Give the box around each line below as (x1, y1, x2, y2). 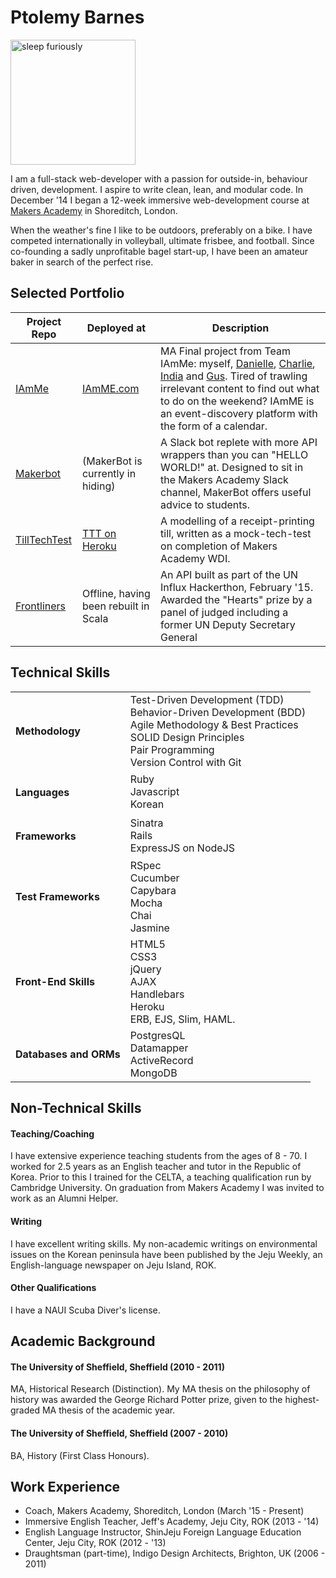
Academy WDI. (160, 551, 231, 565)
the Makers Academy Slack (160, 472, 289, 486)
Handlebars (129, 987, 185, 1001)
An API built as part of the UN (160, 567, 299, 581)
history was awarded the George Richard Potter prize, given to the (10, 1394, 283, 1406)
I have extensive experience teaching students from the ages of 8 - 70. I (10, 1150, 308, 1162)
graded (10, 1404, 41, 1416)
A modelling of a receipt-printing (160, 514, 315, 528)
